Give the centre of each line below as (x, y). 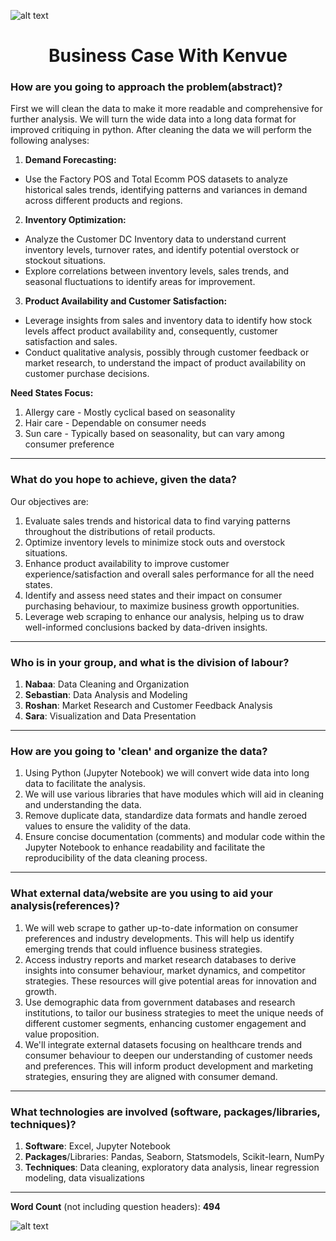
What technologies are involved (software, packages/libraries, (165, 1112)
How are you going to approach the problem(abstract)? (146, 87)
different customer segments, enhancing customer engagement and (165, 1023)
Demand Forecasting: (70, 160)
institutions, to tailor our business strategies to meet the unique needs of (174, 1012)
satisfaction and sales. (71, 342)
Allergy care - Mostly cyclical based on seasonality (130, 412)
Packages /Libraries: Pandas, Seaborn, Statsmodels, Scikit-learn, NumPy (174, 1156)
